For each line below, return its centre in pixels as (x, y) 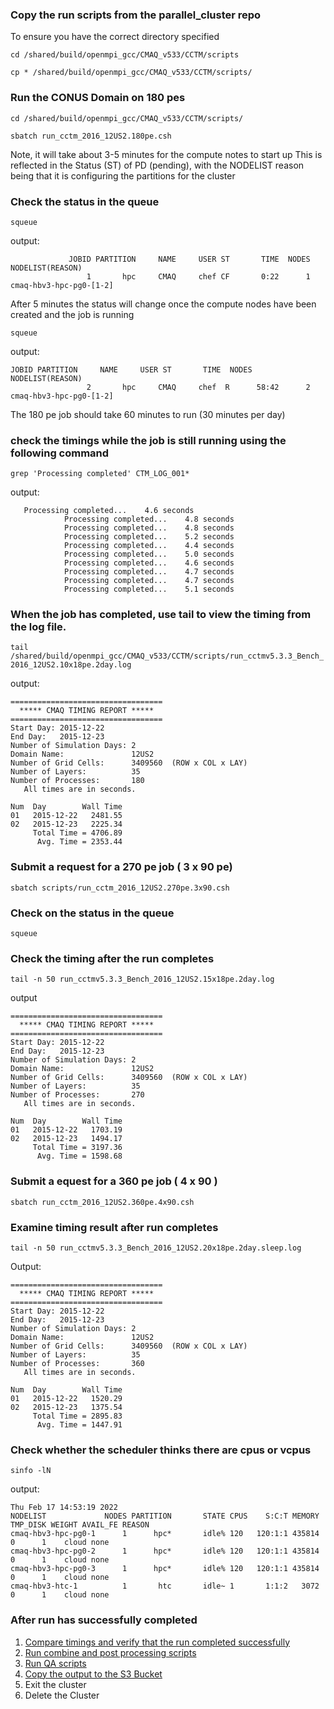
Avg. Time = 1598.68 (79, 1156)
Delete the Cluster (62, 1695)
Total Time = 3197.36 (77, 1148)
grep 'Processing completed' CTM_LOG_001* (100, 474)
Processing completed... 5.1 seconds (149, 589)
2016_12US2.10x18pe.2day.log (71, 665)
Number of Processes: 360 (77, 1363)
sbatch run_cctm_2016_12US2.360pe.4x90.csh (102, 1202)
